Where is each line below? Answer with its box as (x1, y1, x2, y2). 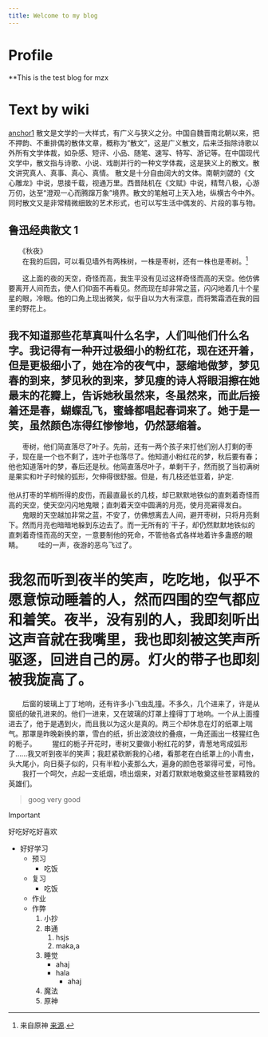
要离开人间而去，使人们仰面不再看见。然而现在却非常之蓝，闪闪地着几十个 (8, 283, 253, 292)
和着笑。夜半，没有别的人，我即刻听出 (8, 610, 261, 629)
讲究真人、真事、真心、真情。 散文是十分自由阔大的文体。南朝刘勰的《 (14, 168, 248, 177)
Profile (8, 46, 53, 64)
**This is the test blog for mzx (8, 73, 109, 82)
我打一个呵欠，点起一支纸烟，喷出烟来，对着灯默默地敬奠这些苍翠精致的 (22, 769, 260, 778)
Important (8, 810, 41, 820)
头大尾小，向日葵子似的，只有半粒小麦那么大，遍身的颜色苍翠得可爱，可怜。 (8, 758, 260, 768)
